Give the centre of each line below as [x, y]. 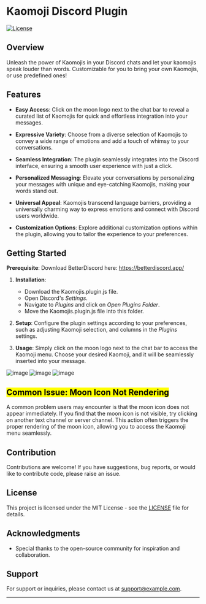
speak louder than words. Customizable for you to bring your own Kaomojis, [102, 69]
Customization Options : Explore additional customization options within [106, 227]
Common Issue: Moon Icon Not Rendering [88, 392]
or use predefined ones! [37, 75]
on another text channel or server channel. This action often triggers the [97, 420]
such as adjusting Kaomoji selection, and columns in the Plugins [96, 330]
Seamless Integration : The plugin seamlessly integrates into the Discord [107, 159]
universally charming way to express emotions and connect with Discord [107, 209]
